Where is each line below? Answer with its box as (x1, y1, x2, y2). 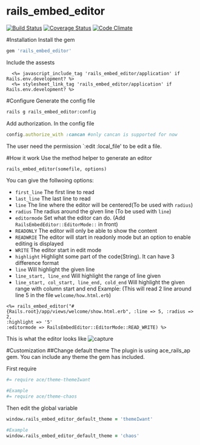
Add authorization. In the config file (6, 119, 95, 127)
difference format (15, 259, 59, 267)
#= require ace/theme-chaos (6, 393, 78, 400)
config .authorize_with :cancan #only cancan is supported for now (6, 132, 178, 138)
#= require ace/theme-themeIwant (6, 377, 91, 383)
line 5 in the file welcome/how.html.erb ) (15, 292, 112, 299)
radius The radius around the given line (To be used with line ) (15, 208, 172, 215)
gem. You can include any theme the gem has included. (6, 353, 145, 361)
